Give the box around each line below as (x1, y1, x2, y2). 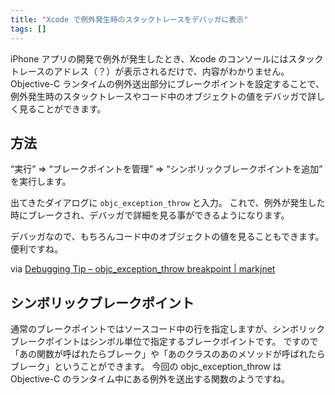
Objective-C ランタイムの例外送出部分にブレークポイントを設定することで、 (10, 77, 325, 90)
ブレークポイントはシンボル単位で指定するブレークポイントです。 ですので (10, 336, 319, 348)
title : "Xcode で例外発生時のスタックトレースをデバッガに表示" (10, 14, 249, 25)
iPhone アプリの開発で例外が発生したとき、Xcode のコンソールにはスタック (10, 52, 324, 65)
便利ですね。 (10, 243, 63, 255)
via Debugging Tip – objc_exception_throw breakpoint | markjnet (10, 263, 276, 275)
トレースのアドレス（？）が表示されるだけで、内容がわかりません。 (10, 65, 290, 77)
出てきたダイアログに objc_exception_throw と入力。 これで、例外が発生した (10, 197, 326, 209)
